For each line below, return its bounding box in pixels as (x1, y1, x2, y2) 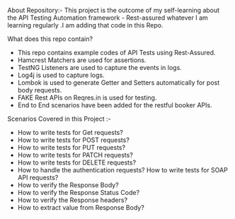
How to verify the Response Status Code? (17, 189, 140, 196)
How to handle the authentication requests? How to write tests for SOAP (17, 166, 228, 174)
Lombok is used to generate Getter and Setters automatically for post (17, 78, 220, 87)
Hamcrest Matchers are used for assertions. (17, 56, 147, 64)
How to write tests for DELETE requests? (17, 158, 137, 167)
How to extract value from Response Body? (17, 203, 145, 211)
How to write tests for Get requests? (17, 129, 124, 136)
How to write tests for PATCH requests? (17, 151, 133, 159)
